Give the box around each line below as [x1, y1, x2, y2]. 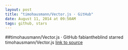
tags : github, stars [5, 21, 48, 26]
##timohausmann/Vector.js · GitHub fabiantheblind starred [5, 34, 124, 40]
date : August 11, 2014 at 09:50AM [5, 16, 76, 21]
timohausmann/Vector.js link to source [5, 40, 83, 46]
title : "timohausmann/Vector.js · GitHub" [5, 12, 94, 17]
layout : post [5, 7, 32, 12]
